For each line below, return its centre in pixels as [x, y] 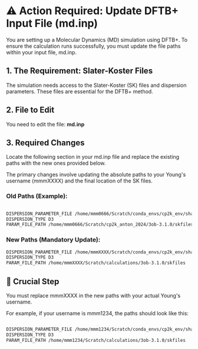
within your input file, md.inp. [42, 52]
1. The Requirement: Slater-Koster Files [80, 71]
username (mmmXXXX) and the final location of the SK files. [80, 181]
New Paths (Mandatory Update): [53, 240]
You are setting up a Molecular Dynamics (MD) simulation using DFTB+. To [97, 40]
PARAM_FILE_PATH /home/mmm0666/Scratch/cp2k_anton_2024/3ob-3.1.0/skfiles [100, 225]
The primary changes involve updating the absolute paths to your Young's [96, 175]
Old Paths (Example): [37, 196]
